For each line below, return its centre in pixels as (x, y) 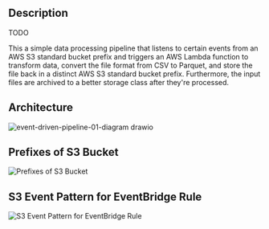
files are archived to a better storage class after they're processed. (119, 82)
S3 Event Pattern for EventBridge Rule (105, 196)
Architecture (41, 108)
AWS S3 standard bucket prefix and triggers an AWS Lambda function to (128, 56)
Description (38, 13)
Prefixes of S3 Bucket (63, 152)
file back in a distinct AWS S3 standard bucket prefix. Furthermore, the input (134, 74)
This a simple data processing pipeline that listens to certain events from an (133, 48)
